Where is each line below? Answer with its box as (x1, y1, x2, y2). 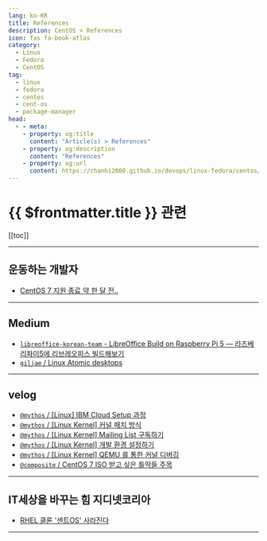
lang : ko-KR (8, 11, 48, 20)
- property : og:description (22, 145, 115, 153)
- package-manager (15, 108, 77, 116)
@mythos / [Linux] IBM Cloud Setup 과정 (19, 411, 147, 420)
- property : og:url (22, 160, 87, 168)
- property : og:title (22, 130, 94, 138)
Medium (8, 317, 50, 330)
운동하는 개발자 (8, 263, 79, 277)
